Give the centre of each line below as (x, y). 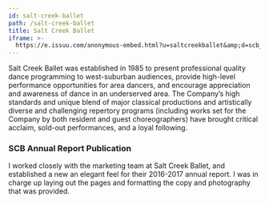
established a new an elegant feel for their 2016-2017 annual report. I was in (133, 174)
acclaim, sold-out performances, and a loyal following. (98, 128)
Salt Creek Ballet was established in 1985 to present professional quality (127, 68)
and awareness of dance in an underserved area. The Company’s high (124, 94)
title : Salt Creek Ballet (51, 30)
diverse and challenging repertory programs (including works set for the (127, 111)
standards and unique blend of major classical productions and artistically (130, 102)
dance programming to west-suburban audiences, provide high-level (122, 77)
